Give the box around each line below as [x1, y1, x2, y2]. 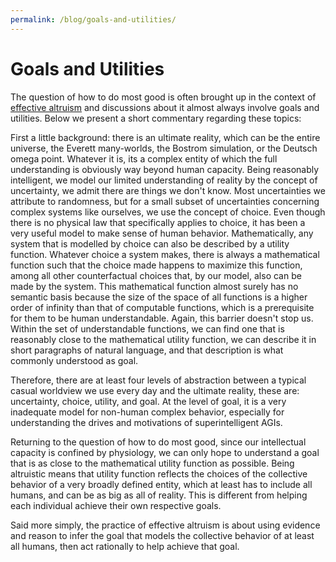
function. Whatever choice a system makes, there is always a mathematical [10, 248, 320, 260]
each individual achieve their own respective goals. [10, 499, 222, 511]
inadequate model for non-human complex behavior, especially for [10, 406, 285, 418]
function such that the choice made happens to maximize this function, [10, 259, 303, 271]
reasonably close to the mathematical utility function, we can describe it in [10, 333, 317, 345]
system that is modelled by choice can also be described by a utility [10, 237, 290, 250]
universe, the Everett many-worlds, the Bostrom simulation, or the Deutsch [10, 142, 318, 154]
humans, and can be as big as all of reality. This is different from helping [10, 489, 308, 501]
